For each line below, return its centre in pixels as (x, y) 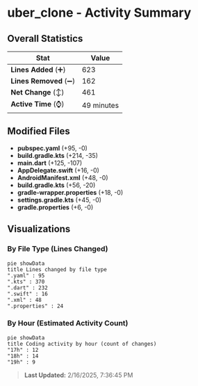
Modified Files (39, 131)
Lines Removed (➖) (43, 81)
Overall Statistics (45, 39)
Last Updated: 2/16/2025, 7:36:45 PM (79, 375)
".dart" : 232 (28, 288)
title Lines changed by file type (57, 269)
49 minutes (100, 105)
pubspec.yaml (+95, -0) (52, 148)
